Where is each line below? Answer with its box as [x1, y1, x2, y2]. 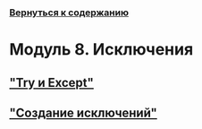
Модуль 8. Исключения [9, 39, 194, 60]
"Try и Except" [9, 74, 94, 90]
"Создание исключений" [9, 105, 158, 120]
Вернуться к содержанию [9, 6, 130, 19]
